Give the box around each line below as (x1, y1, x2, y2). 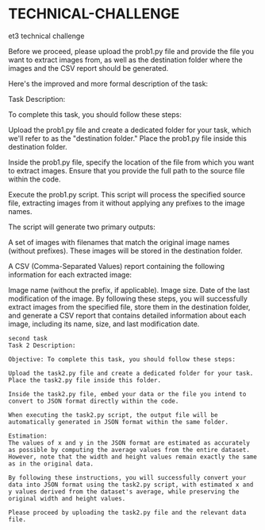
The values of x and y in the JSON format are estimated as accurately (8, 438, 250, 446)
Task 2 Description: (8, 341, 77, 349)
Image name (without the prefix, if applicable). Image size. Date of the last (8, 285, 250, 294)
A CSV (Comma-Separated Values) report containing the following (8, 261, 225, 271)
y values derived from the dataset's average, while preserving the (8, 487, 240, 496)
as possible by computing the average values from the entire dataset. (8, 446, 250, 454)
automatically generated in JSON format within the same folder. (8, 418, 229, 426)
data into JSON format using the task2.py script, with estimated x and (8, 481, 254, 489)
